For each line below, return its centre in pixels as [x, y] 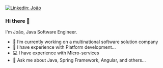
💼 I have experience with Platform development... [64, 47]
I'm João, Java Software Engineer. [41, 32]
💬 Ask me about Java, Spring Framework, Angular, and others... [79, 60]
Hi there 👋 [18, 21]
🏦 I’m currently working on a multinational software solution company [85, 42]
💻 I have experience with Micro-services [56, 53]
